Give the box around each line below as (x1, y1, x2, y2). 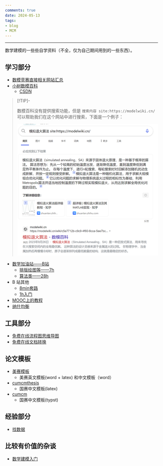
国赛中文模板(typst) (19, 397, 59, 403)
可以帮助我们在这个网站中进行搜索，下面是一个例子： (16, 114, 124, 120)
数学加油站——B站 (12, 261, 49, 267)
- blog (5, 23, 18, 28)
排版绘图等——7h (19, 267, 54, 273)
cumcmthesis (12, 380, 39, 386)
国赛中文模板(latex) (19, 385, 58, 391)
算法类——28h (19, 273, 49, 279)
